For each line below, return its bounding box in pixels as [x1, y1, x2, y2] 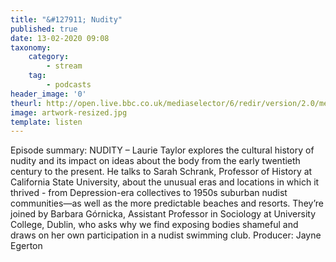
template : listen [10, 117, 83, 127]
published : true [10, 24, 78, 34]
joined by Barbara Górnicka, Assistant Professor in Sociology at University [10, 208, 317, 220]
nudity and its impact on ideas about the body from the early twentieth [10, 155, 301, 167]
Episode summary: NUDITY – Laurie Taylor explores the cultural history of [10, 144, 315, 156]
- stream [46, 61, 83, 71]
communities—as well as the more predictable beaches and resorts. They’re [10, 197, 324, 210]
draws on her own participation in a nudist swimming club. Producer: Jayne [10, 229, 322, 241]
